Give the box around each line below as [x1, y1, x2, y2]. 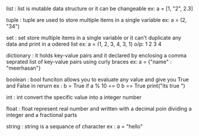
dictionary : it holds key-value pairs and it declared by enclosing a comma [6, 52, 187, 59]
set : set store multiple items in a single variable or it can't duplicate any [6, 34, 182, 41]
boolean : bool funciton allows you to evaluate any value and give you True [6, 76, 189, 83]
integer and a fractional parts [6, 112, 77, 118]
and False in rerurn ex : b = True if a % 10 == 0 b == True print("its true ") [6, 82, 185, 89]
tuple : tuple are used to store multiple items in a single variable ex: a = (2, [6, 17, 187, 23]
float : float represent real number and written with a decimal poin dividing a [6, 105, 192, 112]
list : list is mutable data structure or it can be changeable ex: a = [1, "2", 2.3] [6, 5, 193, 12]
